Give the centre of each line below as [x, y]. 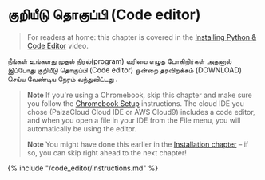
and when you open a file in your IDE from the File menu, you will [134, 120]
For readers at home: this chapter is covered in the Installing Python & [142, 37]
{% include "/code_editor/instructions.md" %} [83, 168]
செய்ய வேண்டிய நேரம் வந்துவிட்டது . [63, 79]
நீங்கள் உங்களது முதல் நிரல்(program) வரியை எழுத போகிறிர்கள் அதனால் [120, 61]
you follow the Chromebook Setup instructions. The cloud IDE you [135, 103]
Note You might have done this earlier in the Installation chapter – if [138, 144]
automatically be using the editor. [82, 128]
